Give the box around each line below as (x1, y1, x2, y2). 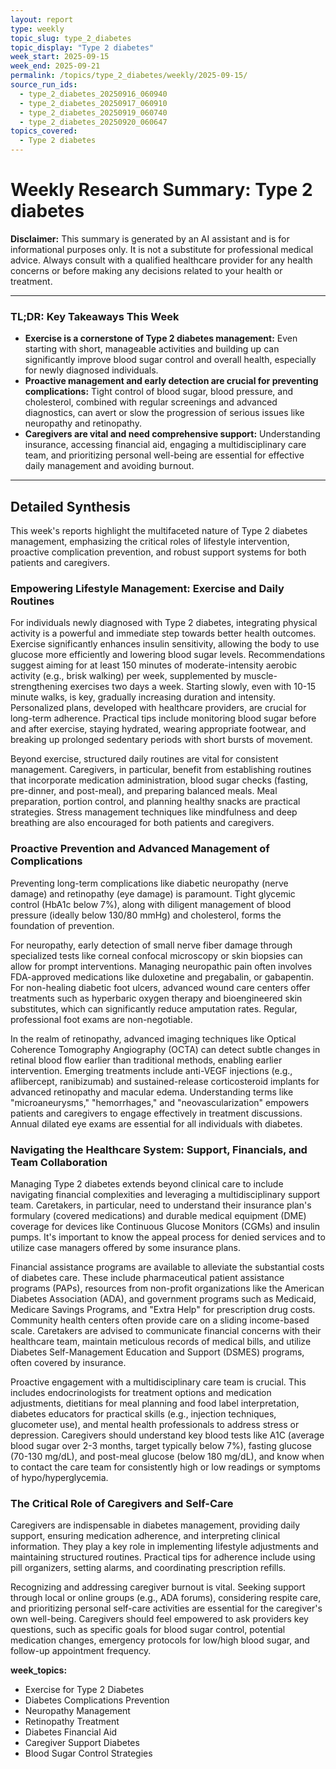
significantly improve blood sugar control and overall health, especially (24, 354, 317, 366)
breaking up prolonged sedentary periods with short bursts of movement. (10, 734, 313, 746)
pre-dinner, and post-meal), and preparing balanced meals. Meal (10, 785, 278, 797)
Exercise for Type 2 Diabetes (24, 1684, 145, 1696)
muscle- (243, 670, 278, 682)
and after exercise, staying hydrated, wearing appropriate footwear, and (10, 723, 307, 735)
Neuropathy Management (24, 1705, 131, 1717)
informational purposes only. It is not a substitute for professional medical (10, 243, 314, 255)
